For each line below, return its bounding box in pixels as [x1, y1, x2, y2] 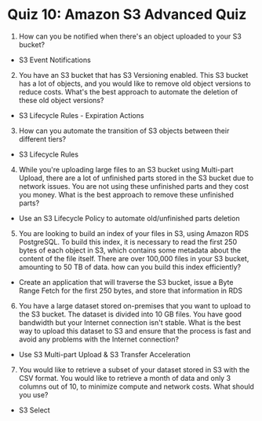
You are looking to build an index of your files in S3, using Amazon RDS [18, 228, 249, 238]
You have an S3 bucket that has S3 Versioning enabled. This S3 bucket [18, 70, 249, 79]
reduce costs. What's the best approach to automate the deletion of [18, 87, 238, 96]
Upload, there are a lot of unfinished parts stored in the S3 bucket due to [18, 173, 254, 183]
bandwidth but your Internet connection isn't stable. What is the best [18, 317, 241, 327]
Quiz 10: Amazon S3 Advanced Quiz [7, 6, 247, 24]
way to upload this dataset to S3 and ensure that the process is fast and [18, 326, 252, 335]
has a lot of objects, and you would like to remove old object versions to [18, 79, 252, 88]
